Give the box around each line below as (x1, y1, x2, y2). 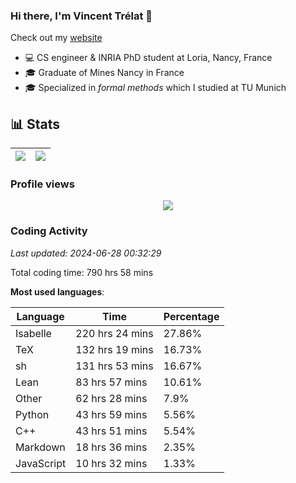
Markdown (15, 440, 66, 454)
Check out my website (10, 32, 103, 44)
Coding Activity (10, 224, 88, 238)
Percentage (163, 309, 220, 323)
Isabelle (15, 326, 52, 340)
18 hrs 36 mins (75, 440, 148, 454)
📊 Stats (10, 115, 61, 133)
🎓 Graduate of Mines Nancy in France (24, 67, 185, 79)
